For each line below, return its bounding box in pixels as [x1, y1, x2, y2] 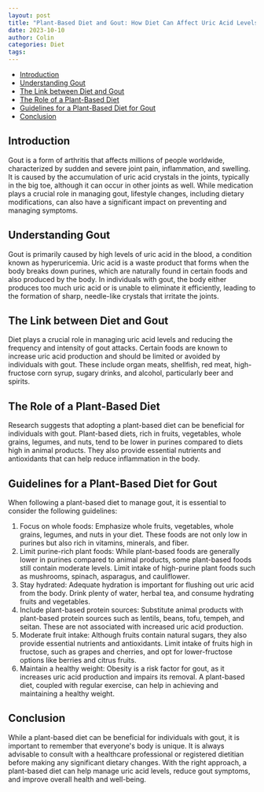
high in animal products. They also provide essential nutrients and [8, 446, 222, 455]
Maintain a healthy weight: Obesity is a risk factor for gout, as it [19, 664, 225, 674]
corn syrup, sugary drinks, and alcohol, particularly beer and [37, 368, 234, 378]
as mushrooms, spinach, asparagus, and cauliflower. [19, 572, 190, 582]
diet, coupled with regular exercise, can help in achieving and [19, 681, 218, 690]
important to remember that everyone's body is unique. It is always [8, 741, 225, 750]
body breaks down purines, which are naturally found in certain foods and [8, 266, 247, 276]
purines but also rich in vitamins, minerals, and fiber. [19, 538, 189, 548]
